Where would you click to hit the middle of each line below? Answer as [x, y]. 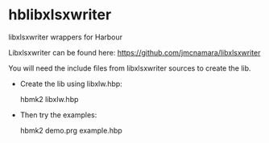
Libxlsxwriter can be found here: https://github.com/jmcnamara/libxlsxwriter [134, 52]
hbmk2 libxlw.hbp [49, 99]
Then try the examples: [58, 115]
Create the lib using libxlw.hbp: [71, 84]
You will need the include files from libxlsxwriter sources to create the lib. [130, 68]
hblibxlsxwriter [60, 15]
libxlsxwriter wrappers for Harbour [66, 37]
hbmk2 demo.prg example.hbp [71, 130]
